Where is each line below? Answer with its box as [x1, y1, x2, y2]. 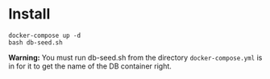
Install [8, 5, 51, 23]
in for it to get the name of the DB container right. [8, 61, 172, 71]
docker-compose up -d [8, 31, 81, 39]
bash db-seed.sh [8, 38, 63, 47]
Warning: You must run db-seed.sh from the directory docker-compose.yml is [8, 52, 263, 62]
